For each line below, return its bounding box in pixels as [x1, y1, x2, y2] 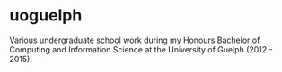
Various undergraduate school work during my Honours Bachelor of [9, 35, 260, 45]
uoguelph [9, 5, 83, 26]
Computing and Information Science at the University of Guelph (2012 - [9, 44, 273, 54]
